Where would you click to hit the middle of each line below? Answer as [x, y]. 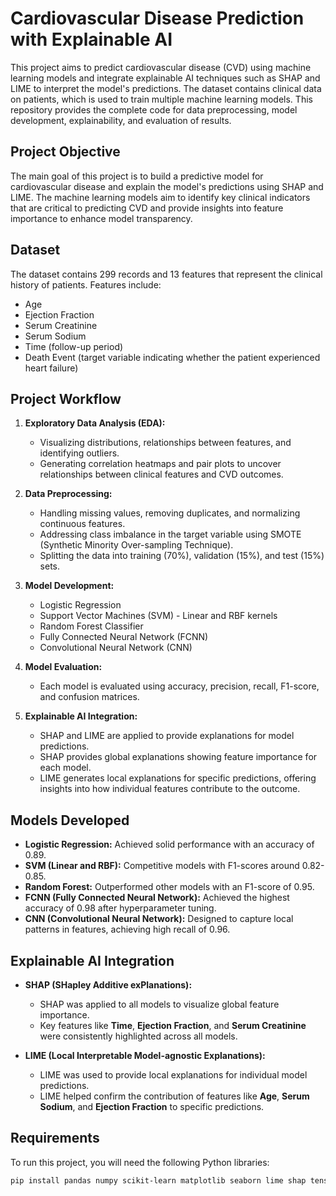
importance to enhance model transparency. [101, 218]
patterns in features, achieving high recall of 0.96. [127, 929]
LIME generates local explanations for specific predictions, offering [178, 778]
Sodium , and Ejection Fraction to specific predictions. [152, 1106]
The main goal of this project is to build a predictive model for [137, 176]
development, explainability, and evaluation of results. [121, 120]
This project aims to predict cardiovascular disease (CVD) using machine [161, 67]
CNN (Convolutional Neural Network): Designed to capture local [159, 919]
